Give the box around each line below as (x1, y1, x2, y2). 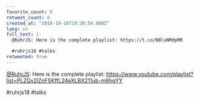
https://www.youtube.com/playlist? (105, 70, 194, 78)
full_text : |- (6, 32, 42, 38)
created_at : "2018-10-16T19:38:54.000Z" (6, 20, 110, 26)
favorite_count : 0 (6, 8, 53, 15)
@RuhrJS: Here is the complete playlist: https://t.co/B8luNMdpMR (12, 37, 183, 43)
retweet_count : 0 (6, 15, 50, 21)
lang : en (6, 25, 28, 32)
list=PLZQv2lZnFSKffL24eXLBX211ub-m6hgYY (6, 76, 123, 84)
